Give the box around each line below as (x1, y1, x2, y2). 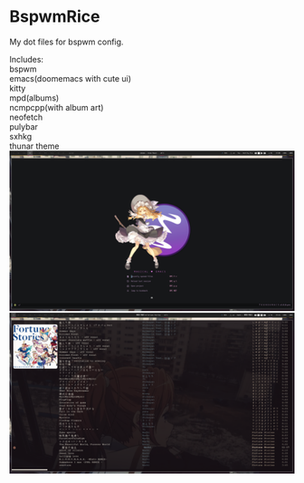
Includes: (9, 53, 43, 64)
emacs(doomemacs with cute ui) (9, 72, 132, 83)
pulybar (9, 121, 39, 132)
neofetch (9, 111, 43, 122)
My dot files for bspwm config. (9, 36, 124, 47)
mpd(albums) (9, 92, 60, 103)
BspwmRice (9, 6, 100, 27)
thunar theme (9, 140, 60, 151)
